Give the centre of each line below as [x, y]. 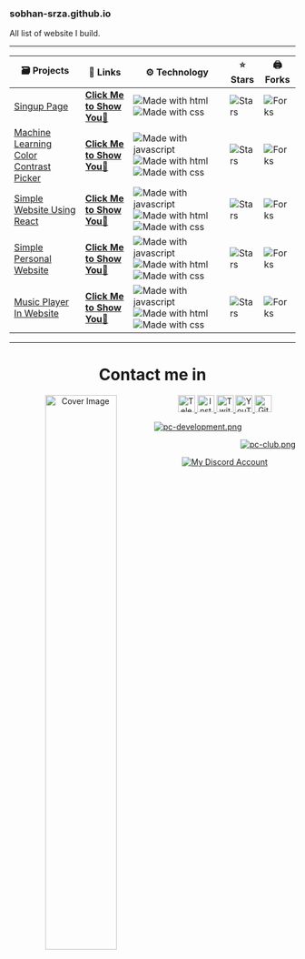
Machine [33, 133]
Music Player [42, 302]
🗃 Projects [45, 71]
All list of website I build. [55, 34]
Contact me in [152, 375]
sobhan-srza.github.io [60, 14]
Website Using [45, 210]
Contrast [33, 167]
